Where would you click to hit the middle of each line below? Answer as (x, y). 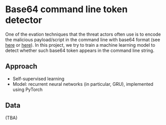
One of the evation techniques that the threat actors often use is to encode (83, 34)
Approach (21, 66)
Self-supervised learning (38, 79)
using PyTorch (28, 89)
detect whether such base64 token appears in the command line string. (80, 50)
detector (24, 20)
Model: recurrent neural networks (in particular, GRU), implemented (83, 84)
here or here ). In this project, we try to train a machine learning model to (80, 45)
